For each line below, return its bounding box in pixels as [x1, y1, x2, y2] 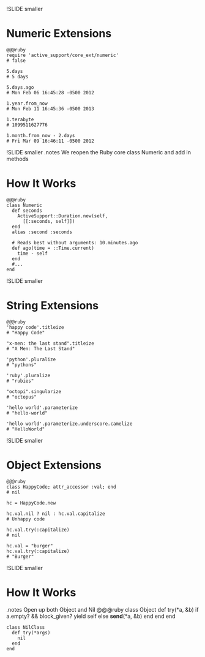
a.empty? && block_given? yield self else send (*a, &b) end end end [6, 612, 176, 620]
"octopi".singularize [6, 388, 62, 394]
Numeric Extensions [6, 27, 112, 40]
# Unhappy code [6, 516, 45, 522]
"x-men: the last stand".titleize [6, 340, 95, 347]
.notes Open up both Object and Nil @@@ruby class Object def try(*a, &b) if [6, 606, 199, 613]
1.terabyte [6, 116, 34, 122]
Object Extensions [6, 459, 102, 472]
